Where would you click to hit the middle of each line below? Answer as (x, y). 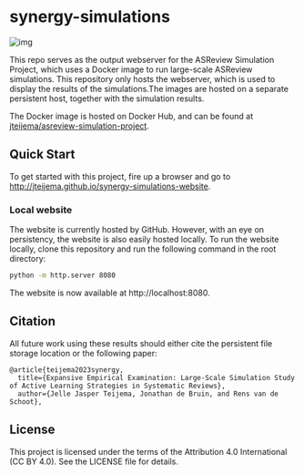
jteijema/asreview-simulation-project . (80, 126)
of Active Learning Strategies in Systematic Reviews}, (117, 386)
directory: (28, 259)
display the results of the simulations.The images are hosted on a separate (149, 88)
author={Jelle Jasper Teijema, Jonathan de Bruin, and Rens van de (148, 394)
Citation (33, 321)
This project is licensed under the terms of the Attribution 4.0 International (148, 451)
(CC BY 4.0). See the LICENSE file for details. (94, 461)
